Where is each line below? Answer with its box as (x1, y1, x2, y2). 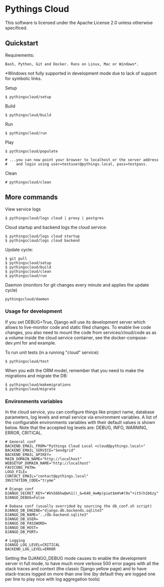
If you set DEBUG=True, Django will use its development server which (5, 319, 146, 325)
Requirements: (5, 52, 34, 58)
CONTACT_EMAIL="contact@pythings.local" (5, 474, 89, 479)
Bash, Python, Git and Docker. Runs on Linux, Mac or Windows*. (5, 61, 139, 67)
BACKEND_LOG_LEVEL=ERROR (5, 547, 56, 552)
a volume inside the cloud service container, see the (5, 335, 110, 341)
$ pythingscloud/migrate (5, 386, 56, 391)
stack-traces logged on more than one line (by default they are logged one (5, 571, 156, 577)
